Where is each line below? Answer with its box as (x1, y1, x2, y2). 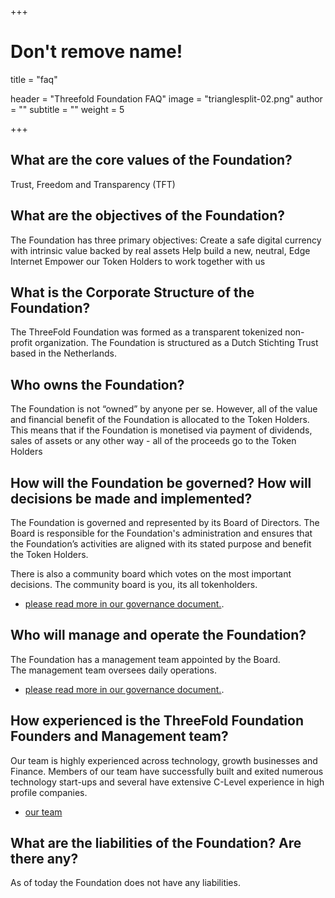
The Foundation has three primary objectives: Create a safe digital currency (10, 234, 322, 246)
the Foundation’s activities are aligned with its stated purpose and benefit (10, 538, 312, 550)
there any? (10, 851, 79, 868)
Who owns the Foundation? (10, 376, 185, 393)
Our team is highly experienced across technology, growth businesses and (10, 754, 318, 766)
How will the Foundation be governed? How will (10, 474, 312, 491)
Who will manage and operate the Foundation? (10, 627, 307, 644)
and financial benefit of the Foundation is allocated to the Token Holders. (10, 414, 310, 426)
